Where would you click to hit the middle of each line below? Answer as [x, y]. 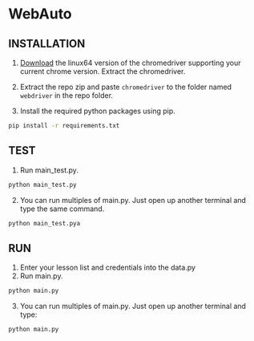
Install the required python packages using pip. [97, 111]
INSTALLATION [47, 44]
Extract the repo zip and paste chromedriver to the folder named [126, 87]
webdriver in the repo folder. [67, 95]
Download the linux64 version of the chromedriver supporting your [131, 63]
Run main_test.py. [49, 170]
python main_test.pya [44, 223]
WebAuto [40, 14]
